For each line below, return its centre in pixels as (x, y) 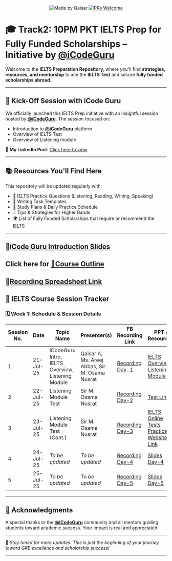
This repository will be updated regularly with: (54, 186)
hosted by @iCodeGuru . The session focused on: (58, 118)
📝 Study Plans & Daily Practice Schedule (55, 207)
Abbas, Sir (93, 367)
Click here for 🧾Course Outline (55, 264)
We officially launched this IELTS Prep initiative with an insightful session (82, 113)
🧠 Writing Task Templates (39, 201)
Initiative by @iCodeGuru (60, 55)
